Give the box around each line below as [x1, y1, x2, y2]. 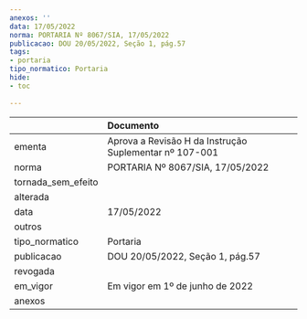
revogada [14, 264, 55, 277]
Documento [107, 119, 160, 132]
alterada [14, 190, 50, 203]
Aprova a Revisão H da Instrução [107, 134, 248, 147]
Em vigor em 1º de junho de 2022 [107, 280, 254, 292]
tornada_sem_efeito [14, 175, 99, 188]
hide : [9, 73, 30, 82]
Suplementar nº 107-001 [107, 145, 219, 158]
